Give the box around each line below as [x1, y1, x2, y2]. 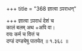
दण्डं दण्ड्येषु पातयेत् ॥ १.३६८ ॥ [6, 37, 68, 44]
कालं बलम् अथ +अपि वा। [6, 24, 55, 31]
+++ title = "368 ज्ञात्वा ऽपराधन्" [6, 5, 77, 12]
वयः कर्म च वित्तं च [6, 31, 40, 38]
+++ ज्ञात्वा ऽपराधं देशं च [6, 17, 54, 24]
